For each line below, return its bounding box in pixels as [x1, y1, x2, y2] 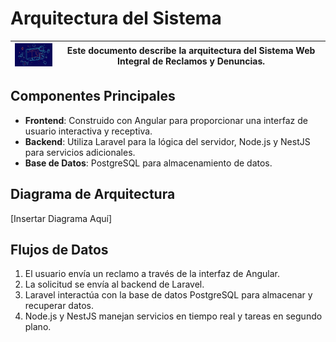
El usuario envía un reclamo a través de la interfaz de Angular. [24, 268, 280, 280]
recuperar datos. [24, 300, 95, 312]
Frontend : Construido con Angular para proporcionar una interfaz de [24, 114, 308, 126]
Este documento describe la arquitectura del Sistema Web [66, 44, 316, 56]
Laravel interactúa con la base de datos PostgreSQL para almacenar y [24, 289, 313, 301]
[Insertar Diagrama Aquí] [10, 212, 113, 224]
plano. [24, 321, 52, 333]
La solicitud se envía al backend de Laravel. [24, 278, 205, 291]
